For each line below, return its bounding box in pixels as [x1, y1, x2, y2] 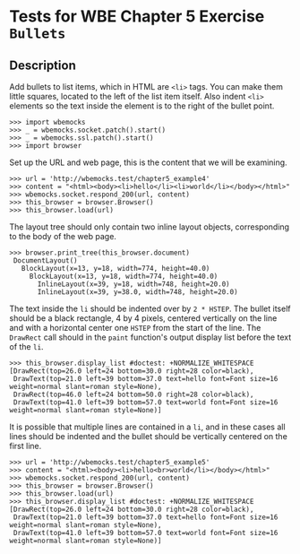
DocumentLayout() [13, 256, 78, 265]
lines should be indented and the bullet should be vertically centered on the [9, 431, 288, 441]
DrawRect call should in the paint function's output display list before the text [9, 332, 292, 342]
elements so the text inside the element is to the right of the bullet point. [9, 100, 275, 111]
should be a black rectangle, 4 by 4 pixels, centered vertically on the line [9, 313, 278, 324]
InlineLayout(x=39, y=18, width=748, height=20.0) [37, 280, 230, 289]
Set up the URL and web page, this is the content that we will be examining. [9, 157, 288, 168]
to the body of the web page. [9, 231, 116, 241]
